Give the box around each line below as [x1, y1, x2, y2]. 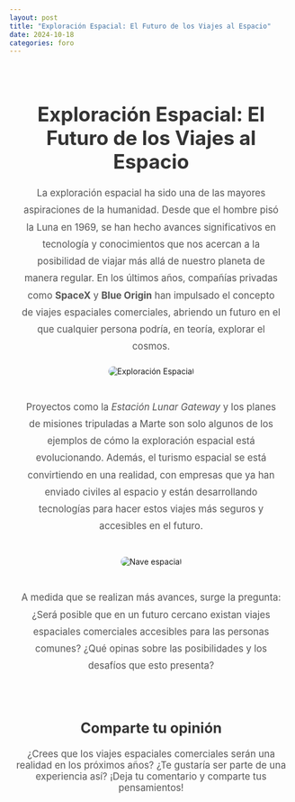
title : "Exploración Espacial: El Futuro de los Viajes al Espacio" [9, 22, 272, 31]
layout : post [9, 13, 58, 23]
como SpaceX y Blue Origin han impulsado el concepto [27, 289, 275, 302]
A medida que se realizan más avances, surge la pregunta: [21, 591, 282, 604]
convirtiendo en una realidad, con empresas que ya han [27, 469, 275, 481]
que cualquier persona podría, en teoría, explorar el [37, 324, 265, 336]
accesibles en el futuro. [98, 520, 204, 533]
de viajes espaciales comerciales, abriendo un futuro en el [22, 305, 281, 318]
